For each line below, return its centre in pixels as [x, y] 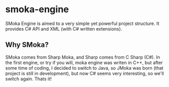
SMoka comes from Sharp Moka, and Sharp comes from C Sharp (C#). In [83, 57]
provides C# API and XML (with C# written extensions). [64, 28]
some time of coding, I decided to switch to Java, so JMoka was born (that [84, 68]
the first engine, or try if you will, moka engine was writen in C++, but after [84, 63]
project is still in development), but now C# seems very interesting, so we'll [85, 73]
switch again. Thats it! [29, 79]
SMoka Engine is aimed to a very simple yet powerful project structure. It [82, 23]
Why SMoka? [27, 45]
